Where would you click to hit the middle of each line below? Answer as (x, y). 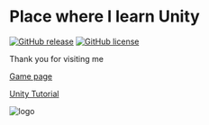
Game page (31, 76)
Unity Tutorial (34, 94)
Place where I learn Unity (104, 17)
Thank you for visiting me (56, 58)
